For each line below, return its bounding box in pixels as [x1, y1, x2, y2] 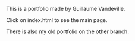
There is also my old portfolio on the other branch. [6, 28, 129, 35]
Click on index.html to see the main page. [6, 17, 108, 23]
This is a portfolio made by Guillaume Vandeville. [6, 5, 125, 12]
